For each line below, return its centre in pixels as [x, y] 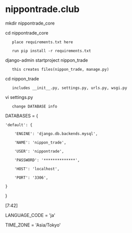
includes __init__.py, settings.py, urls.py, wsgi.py [70, 88]
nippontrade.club [42, 9]
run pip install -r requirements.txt [52, 51]
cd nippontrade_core [27, 33]
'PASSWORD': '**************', [47, 160]
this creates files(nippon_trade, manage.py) [60, 69]
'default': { [19, 125]
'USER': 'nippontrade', [39, 151]
